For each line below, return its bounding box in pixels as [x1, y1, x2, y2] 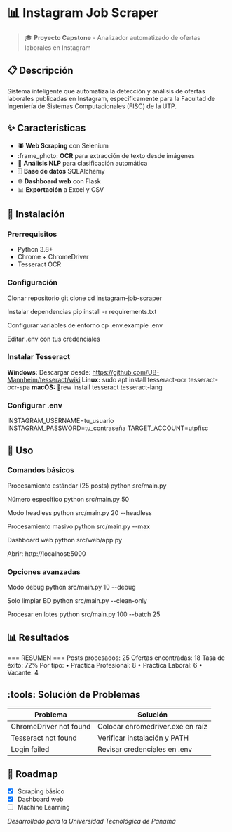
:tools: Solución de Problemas [7, 689, 141, 701]
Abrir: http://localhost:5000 [7, 549, 86, 558]
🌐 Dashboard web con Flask [17, 176, 101, 186]
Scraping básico [17, 787, 65, 795]
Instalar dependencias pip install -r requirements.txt [7, 307, 157, 316]
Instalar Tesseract [7, 352, 70, 362]
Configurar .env [7, 401, 63, 410]
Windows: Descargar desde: [7, 368, 91, 376]
